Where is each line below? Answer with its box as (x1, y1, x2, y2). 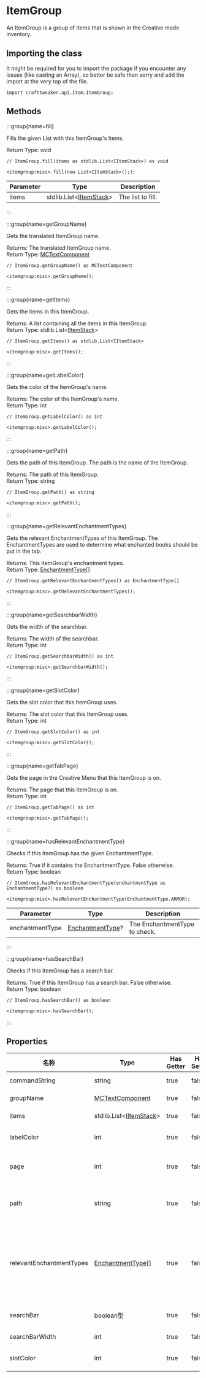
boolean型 (94, 1311, 124, 1320)
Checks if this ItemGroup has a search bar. (6, 967, 115, 974)
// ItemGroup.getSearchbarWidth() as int (6, 653, 114, 660)
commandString (9, 1076, 56, 1085)
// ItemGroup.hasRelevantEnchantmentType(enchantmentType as (6, 880, 166, 886)
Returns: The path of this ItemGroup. (6, 471, 99, 478)
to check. (129, 927, 156, 936)
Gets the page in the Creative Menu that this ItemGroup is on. (6, 774, 161, 781)
